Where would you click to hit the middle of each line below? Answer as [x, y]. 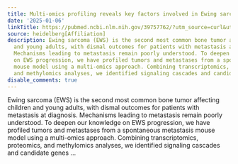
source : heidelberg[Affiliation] [57, 34]
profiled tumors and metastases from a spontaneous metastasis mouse [111, 130]
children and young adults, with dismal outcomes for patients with [103, 108]
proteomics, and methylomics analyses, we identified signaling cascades [114, 146]
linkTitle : [23, 27]
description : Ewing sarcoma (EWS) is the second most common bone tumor [117, 40]
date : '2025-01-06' [36, 21]
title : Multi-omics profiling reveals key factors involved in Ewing [112, 14]
